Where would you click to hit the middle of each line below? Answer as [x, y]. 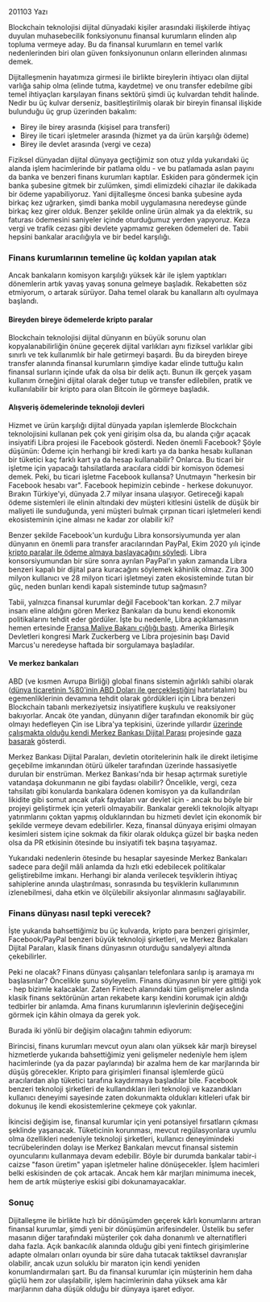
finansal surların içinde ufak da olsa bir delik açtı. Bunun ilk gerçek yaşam [130, 372]
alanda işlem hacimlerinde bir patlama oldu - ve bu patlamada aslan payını [131, 168]
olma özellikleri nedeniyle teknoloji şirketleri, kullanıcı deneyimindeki [121, 1139]
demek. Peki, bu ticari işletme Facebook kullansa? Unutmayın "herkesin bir [132, 476]
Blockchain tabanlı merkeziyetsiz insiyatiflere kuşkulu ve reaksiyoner [122, 707]
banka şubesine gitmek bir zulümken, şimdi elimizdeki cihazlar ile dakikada [133, 185]
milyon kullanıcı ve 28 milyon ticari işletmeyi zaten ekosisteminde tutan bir [131, 578]
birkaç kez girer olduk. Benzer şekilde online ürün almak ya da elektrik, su [131, 211]
